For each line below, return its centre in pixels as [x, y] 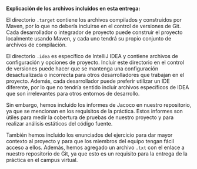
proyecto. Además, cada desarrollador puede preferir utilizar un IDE [88, 81]
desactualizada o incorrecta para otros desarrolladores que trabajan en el [95, 75]
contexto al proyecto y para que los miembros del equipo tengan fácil [90, 141]
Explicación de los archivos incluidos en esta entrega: [73, 9]
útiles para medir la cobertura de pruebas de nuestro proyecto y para [90, 117]
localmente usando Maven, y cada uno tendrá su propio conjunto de [89, 38]
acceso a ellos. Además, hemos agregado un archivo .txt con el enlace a [95, 147]
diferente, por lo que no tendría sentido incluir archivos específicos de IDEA [98, 87]
